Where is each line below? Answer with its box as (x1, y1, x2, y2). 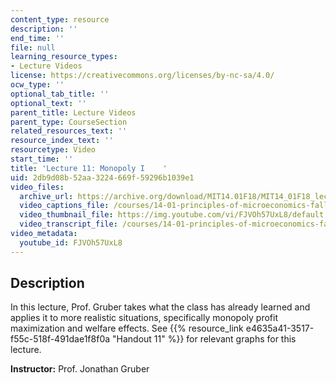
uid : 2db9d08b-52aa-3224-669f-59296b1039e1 (10, 172, 195, 183)
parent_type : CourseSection (10, 117, 128, 127)
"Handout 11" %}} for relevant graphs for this (112, 333, 297, 345)
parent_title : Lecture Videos (10, 107, 137, 118)
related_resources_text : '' (10, 126, 128, 136)
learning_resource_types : (10, 52, 118, 62)
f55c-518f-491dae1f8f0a (10, 333, 111, 345)
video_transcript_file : (19, 219, 118, 230)
